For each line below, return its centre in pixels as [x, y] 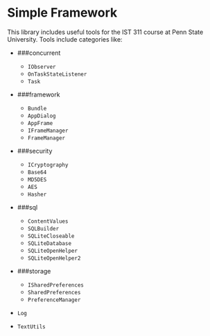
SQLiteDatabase [49, 243]
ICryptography [48, 165]
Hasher [37, 194]
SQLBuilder [43, 228]
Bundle [37, 108]
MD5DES [37, 179]
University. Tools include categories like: [65, 39]
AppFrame [40, 123]
